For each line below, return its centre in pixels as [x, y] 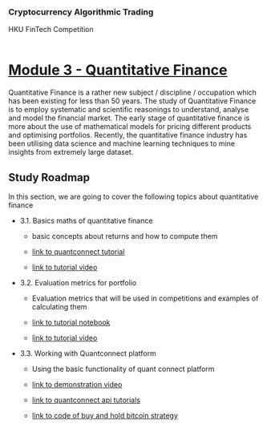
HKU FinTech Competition [51, 30]
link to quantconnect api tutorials [86, 400]
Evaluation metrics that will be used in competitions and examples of [145, 298]
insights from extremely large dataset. [71, 152]
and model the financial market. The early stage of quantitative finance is [129, 118]
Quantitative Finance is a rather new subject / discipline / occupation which [132, 93]
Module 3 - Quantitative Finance [118, 70]
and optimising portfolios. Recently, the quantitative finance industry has [128, 135]
